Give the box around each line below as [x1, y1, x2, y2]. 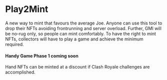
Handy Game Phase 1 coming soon [5, 52, 78, 58]
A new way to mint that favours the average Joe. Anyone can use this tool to [5, 20, 162, 26]
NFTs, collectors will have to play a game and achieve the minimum [5, 36, 143, 42]
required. [5, 41, 24, 47]
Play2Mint [5, 3, 48, 15]
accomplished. [5, 69, 36, 75]
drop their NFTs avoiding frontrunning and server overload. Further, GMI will [5, 25, 161, 31]
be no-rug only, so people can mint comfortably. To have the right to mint [5, 30, 156, 36]
